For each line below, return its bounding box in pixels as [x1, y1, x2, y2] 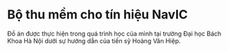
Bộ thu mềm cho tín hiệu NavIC [7, 7, 188, 23]
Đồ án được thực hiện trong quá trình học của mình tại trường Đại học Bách [7, 29, 222, 38]
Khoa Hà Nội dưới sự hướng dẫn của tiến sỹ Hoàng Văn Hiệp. [7, 36, 181, 44]
